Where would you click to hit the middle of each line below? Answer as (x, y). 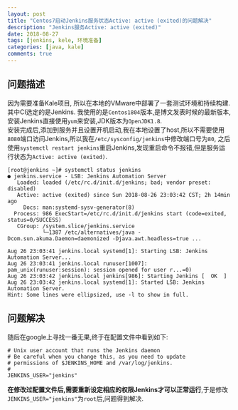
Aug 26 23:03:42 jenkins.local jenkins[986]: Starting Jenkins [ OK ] (117, 276)
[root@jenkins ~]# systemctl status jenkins (74, 170)
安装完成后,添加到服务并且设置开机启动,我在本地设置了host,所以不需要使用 (116, 130)
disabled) (22, 189)
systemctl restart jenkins (60, 148)
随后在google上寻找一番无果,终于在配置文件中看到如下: (88, 337)
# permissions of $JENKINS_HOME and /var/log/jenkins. (90, 363)
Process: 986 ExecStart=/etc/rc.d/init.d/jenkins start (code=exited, (120, 214)
